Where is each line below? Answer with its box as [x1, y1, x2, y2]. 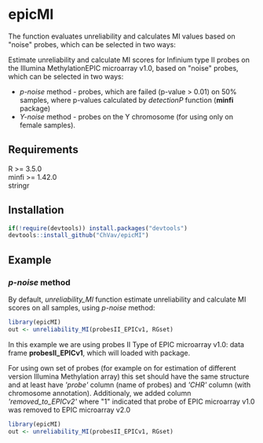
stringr [8, 181, 30, 190]
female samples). [19, 120, 76, 130]
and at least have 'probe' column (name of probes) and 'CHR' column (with [8, 379, 251, 390]
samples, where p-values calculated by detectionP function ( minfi [19, 95, 234, 104]
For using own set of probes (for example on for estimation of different [8, 363, 237, 372]
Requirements [8, 143, 79, 156]
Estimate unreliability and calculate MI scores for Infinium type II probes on [8, 55, 250, 64]
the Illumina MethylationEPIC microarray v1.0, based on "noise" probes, [8, 63, 239, 72]
